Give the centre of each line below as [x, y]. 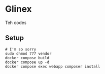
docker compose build [27, 58]
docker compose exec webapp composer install [52, 66]
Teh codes [16, 23]
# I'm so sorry [21, 49]
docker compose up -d [27, 62]
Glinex [18, 9]
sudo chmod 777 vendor [28, 53]
